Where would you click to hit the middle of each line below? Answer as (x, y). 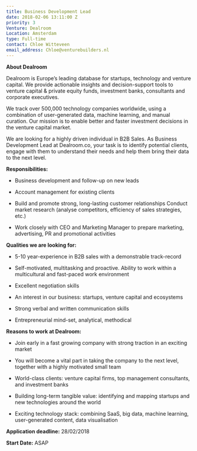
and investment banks (42, 384)
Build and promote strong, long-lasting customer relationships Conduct (101, 203)
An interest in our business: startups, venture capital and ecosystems (99, 297)
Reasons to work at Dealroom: (44, 331)
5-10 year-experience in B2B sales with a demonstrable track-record (98, 256)
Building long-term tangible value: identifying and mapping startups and (102, 396)
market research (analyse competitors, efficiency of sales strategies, (98, 210)
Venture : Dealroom (29, 28)
